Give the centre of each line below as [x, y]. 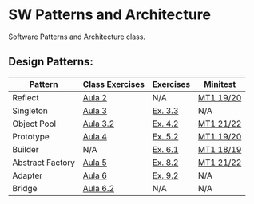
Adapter [28, 175]
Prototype [31, 136]
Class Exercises [114, 84]
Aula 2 [95, 97]
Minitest [220, 84]
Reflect [26, 97]
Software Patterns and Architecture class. [77, 37]
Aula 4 [95, 136]
